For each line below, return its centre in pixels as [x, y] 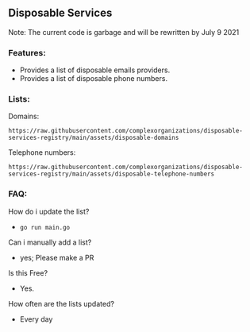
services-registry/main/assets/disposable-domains [94, 138]
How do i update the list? [49, 211]
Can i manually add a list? [50, 242]
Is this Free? [28, 272]
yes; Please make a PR [57, 257]
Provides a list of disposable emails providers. [95, 70]
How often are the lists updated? [62, 303]
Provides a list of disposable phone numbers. [94, 79]
